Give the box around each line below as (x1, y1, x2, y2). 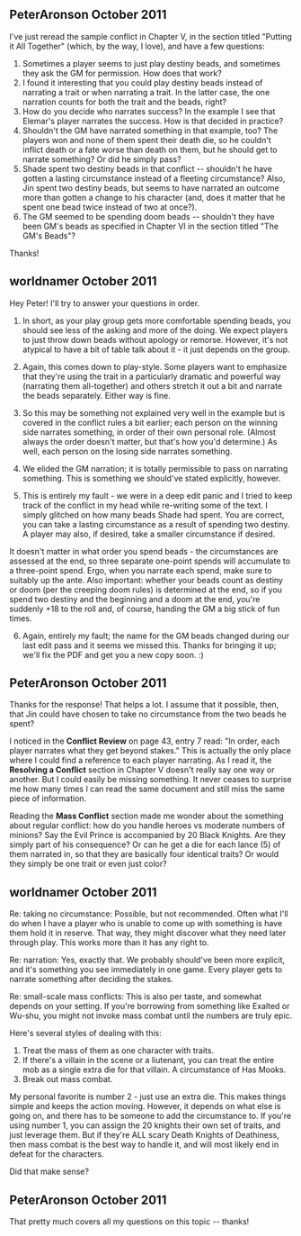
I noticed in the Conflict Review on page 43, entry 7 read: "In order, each (9, 735, 280, 746)
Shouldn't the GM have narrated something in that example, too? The (22, 125, 279, 136)
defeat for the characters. (9, 1149, 105, 1159)
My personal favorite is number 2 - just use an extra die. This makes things (9, 1091, 287, 1102)
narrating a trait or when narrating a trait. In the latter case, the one (22, 86, 270, 97)
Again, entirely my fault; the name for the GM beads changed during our (22, 630, 290, 641)
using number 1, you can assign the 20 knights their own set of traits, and (9, 1120, 281, 1131)
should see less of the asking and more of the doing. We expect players (22, 324, 288, 336)
